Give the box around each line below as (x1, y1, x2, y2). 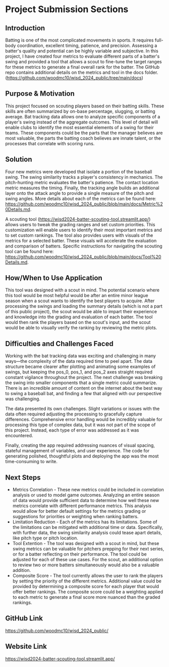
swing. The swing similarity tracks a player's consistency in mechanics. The (5, 174, 163, 180)
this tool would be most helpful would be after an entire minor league (5, 293, 148, 299)
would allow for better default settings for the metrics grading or (12, 508, 146, 514)
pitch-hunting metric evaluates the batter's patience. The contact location (5, 179, 159, 185)
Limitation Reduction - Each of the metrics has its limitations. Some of (12, 519, 157, 525)
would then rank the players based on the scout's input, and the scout (5, 319, 151, 325)
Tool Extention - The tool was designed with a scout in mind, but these (12, 540, 159, 547)
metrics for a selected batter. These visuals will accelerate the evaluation (5, 237, 157, 243)
